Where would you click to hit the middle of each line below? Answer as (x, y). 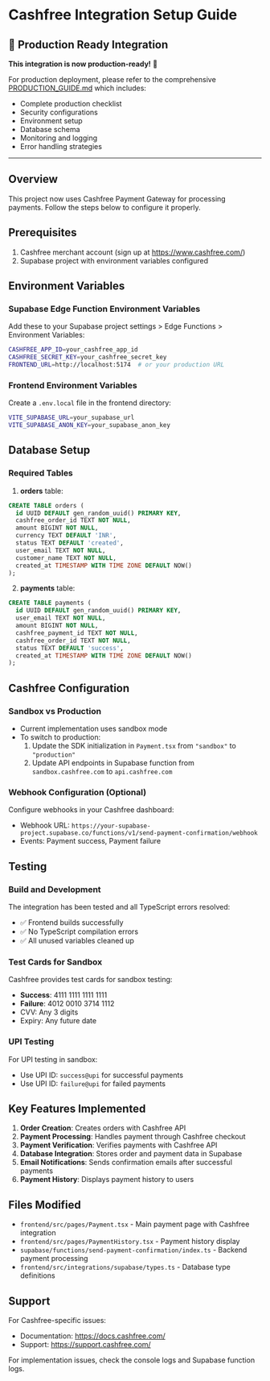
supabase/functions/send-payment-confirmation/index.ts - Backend (133, 1250)
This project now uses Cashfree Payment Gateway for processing (117, 198)
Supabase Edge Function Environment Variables (104, 309)
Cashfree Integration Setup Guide (123, 15)
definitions (37, 1275)
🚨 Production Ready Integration (88, 45)
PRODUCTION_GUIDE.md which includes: (78, 88)
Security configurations (59, 112)
